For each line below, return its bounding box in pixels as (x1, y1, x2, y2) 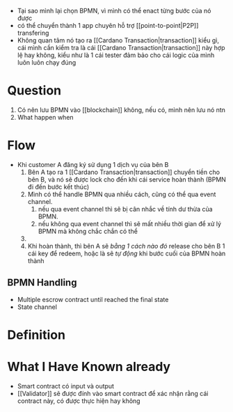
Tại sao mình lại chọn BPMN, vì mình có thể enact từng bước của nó (17, 7, 211, 15)
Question (7, 83, 61, 99)
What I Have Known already (7, 359, 171, 375)
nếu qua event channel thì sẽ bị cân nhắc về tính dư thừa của (38, 205, 214, 213)
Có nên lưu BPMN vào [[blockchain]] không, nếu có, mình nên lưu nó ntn (17, 105, 226, 114)
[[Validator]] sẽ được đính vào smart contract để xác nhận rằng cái (17, 389, 209, 397)
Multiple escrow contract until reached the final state (17, 295, 169, 303)
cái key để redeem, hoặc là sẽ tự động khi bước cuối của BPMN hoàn (27, 249, 226, 257)
